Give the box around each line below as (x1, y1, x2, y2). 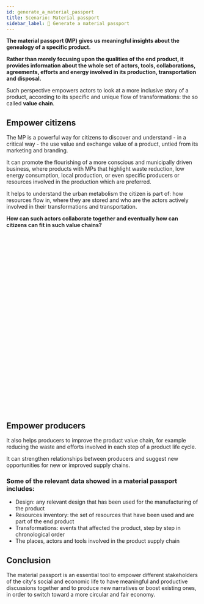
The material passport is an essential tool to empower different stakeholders (6, 572, 199, 579)
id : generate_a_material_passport (6, 9, 95, 15)
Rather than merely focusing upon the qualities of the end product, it (6, 56, 184, 63)
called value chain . (6, 100, 55, 107)
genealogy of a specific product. (6, 43, 91, 51)
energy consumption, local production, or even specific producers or (6, 172, 180, 179)
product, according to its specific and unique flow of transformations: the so (6, 93, 199, 101)
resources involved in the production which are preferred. (6, 178, 151, 185)
